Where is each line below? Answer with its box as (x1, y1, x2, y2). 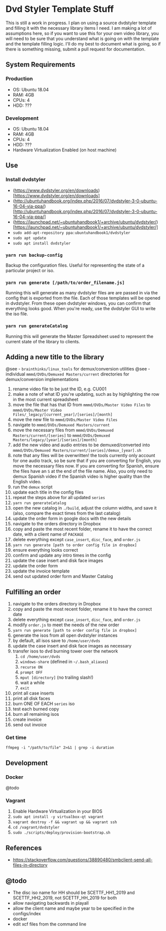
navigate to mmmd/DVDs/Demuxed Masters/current (12, 422, 110, 428)
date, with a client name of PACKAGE (12, 531, 84, 537)
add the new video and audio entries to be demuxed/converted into (12, 442, 150, 448)
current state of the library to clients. (5, 338, 81, 344)
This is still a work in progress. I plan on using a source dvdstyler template (5, 20, 157, 26)
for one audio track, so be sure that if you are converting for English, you (12, 458, 161, 464)
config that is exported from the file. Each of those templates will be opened (5, 295, 161, 301)
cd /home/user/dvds (20, 654, 61, 659)
